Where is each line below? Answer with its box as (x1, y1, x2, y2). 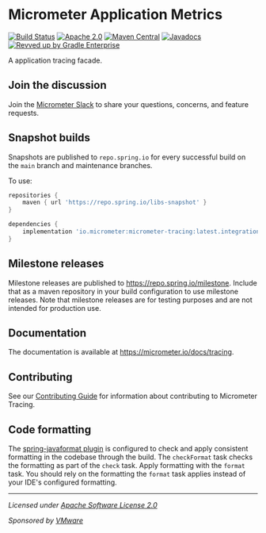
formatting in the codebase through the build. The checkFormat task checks (8, 452, 253, 462)
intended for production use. (8, 303, 101, 313)
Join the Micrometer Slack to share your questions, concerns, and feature (8, 99, 249, 109)
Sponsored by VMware (8, 516, 83, 525)
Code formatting (8, 423, 92, 436)
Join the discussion (8, 79, 107, 92)
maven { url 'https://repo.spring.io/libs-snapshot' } (22, 198, 207, 207)
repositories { (8, 191, 59, 199)
